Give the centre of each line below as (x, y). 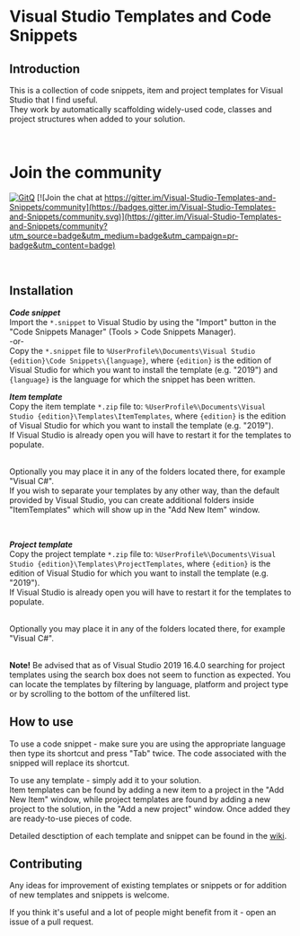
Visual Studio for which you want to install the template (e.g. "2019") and (144, 369)
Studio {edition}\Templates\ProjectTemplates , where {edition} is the (140, 563)
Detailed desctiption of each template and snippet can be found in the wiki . (148, 835)
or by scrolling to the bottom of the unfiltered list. (100, 693)
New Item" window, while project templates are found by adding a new (140, 799)
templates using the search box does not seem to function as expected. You (150, 675)
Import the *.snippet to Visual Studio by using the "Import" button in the (143, 322)
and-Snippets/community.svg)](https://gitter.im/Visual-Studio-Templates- (146, 216)
